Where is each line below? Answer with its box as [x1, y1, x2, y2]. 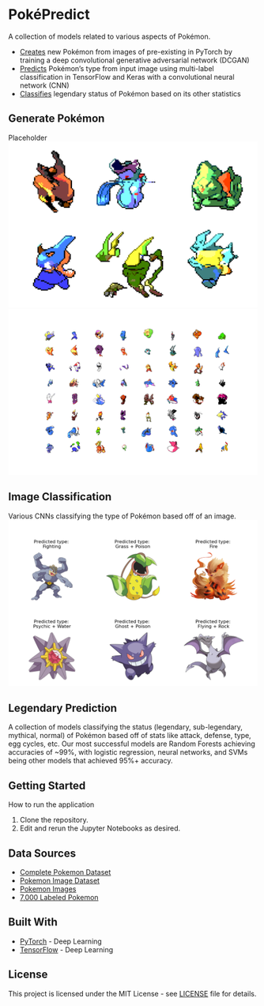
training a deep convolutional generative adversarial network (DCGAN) [19, 55, 251, 65]
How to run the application [8, 800, 95, 809]
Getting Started [8, 778, 86, 792]
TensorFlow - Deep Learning [19, 944, 114, 954]
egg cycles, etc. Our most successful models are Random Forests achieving [8, 739, 255, 748]
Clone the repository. [19, 816, 89, 825]
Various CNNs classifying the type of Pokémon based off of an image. [8, 511, 237, 521]
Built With [8, 915, 58, 929]
